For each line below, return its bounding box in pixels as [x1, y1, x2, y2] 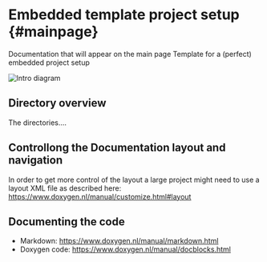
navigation [8, 154, 63, 167]
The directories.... [8, 118, 67, 127]
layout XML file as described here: [8, 183, 122, 193]
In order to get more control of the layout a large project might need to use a [8, 175, 260, 184]
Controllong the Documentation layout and [8, 141, 226, 155]
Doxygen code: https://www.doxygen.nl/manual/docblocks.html [19, 244, 231, 254]
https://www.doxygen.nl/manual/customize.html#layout [8, 191, 192, 201]
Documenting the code [8, 215, 126, 228]
